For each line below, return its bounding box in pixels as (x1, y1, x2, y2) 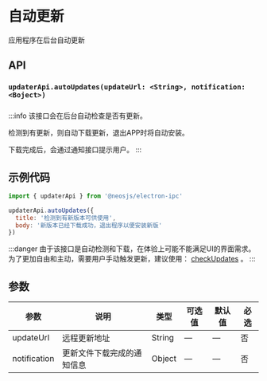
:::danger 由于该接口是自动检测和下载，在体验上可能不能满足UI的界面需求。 (8, 244, 256, 253)
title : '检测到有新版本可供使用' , (15, 214, 117, 222)
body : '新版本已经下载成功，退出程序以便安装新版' (15, 221, 163, 230)
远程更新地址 (62, 332, 110, 344)
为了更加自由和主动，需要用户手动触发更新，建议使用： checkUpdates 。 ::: (8, 254, 256, 264)
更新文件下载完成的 (62, 348, 134, 359)
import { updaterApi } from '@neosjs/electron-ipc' (8, 192, 183, 200)
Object (151, 353, 177, 364)
